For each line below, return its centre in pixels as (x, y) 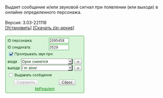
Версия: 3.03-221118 (26, 22)
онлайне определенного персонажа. (43, 12)
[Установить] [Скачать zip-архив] (40, 28)
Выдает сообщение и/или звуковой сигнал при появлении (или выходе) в (81, 7)
